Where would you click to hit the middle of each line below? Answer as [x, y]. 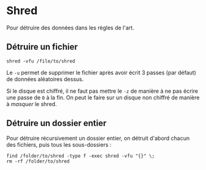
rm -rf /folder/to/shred [38, 161]
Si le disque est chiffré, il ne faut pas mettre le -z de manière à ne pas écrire [102, 91]
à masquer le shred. [32, 104]
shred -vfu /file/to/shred [41, 61]
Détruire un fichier [42, 47]
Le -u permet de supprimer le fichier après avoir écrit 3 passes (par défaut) [101, 72]
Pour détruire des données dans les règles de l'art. [71, 28]
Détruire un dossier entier [56, 123]
